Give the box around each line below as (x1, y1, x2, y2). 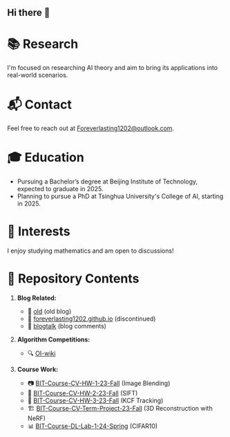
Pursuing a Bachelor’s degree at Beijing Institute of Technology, (17, 177, 198, 186)
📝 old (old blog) (27, 307, 72, 316)
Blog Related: (17, 294, 57, 302)
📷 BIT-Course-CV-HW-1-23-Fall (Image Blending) (27, 379, 171, 388)
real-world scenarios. (7, 71, 68, 80)
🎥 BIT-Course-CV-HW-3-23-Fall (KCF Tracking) (27, 396, 164, 405)
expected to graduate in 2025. (17, 185, 104, 193)
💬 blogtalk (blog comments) (27, 322, 107, 330)
